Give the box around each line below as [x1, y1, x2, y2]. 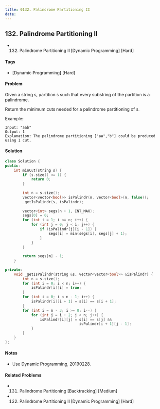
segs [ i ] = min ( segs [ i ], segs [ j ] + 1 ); [48, 231, 127, 236]
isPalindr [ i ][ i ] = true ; [31, 285, 82, 290]
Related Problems [5, 372, 42, 378]
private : [5, 267, 23, 272]
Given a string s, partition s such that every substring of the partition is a [5, 91, 150, 97]
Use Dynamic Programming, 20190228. [12, 361, 91, 367]
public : [5, 163, 21, 168]
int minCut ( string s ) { [14, 168, 62, 173]
